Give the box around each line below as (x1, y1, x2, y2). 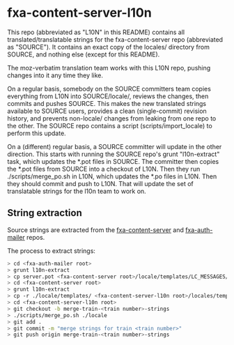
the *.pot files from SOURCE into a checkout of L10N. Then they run (7, 164, 201, 173)
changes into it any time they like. (7, 71, 103, 79)
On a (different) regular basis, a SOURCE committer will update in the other (7, 142, 222, 151)
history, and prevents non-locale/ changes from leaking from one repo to (7, 114, 217, 123)
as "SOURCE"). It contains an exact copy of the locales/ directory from (7, 43, 210, 51)
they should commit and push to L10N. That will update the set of (7, 179, 194, 187)
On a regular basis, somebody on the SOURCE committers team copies (7, 84, 211, 93)
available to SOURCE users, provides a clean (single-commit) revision (7, 107, 207, 115)
